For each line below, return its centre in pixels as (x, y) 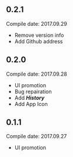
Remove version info (39, 35)
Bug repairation (33, 91)
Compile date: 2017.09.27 (36, 136)
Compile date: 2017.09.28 (36, 74)
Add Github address (39, 41)
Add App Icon (31, 104)
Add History (29, 98)
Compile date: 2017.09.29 (36, 23)
